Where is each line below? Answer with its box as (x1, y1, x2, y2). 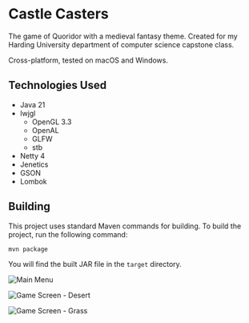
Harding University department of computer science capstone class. (8, 39, 235, 49)
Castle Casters (8, 5, 110, 23)
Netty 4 (19, 151, 46, 160)
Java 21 (19, 99, 46, 109)
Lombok (19, 176, 48, 186)
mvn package (8, 245, 48, 253)
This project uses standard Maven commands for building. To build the (8, 221, 242, 231)
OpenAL (31, 125, 59, 135)
